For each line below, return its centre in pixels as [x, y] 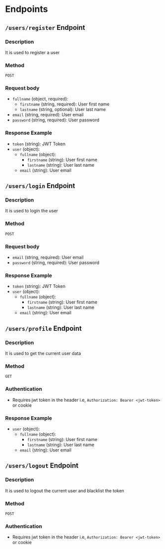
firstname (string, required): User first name [65, 104]
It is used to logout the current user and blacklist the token [65, 490]
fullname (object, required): [40, 99]
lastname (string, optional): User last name [63, 109]
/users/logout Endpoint [42, 466]
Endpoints [27, 9]
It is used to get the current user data [43, 354]
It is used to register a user [32, 52]
